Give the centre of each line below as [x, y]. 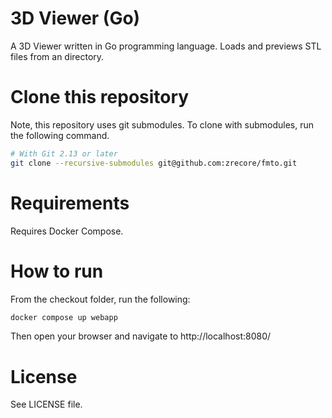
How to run [57, 271]
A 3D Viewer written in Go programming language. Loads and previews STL [166, 46]
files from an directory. [57, 56]
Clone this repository [100, 97]
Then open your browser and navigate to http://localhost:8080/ [141, 336]
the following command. [60, 135]
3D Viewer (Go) [75, 18]
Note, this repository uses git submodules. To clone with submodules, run [162, 124]
